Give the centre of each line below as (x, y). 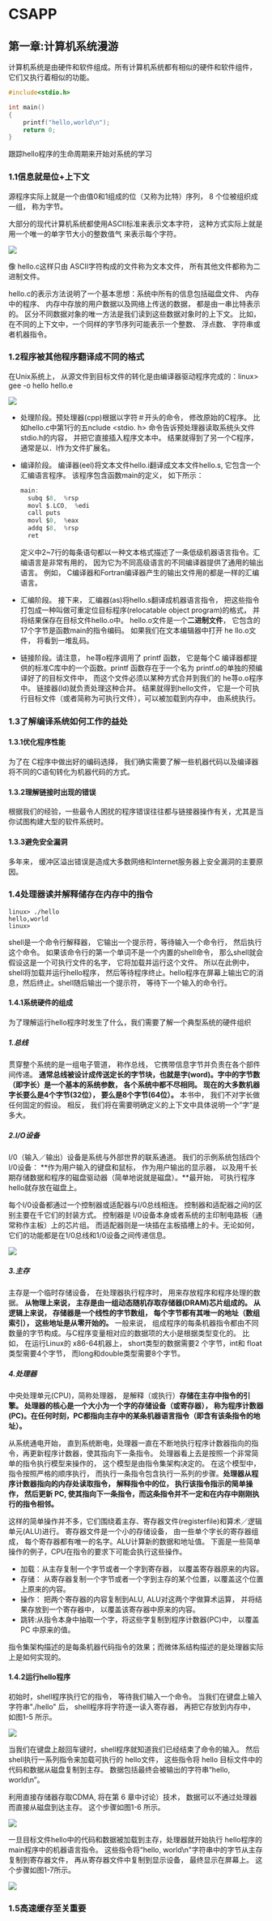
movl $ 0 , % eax (53, 521)
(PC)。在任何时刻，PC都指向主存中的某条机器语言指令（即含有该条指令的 (131, 1416)
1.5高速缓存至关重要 (47, 1908)
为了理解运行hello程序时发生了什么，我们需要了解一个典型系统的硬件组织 (130, 1022)
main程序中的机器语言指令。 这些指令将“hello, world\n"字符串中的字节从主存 (136, 1850)
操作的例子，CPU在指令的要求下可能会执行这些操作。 (98, 1551)
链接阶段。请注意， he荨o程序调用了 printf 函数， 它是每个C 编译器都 (135, 657)
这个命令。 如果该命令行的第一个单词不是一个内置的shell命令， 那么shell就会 (136, 952)
